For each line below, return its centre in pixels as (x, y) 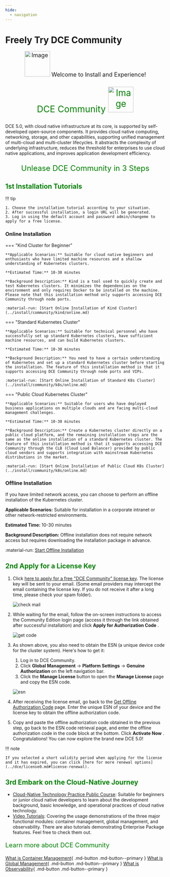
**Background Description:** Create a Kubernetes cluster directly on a (84, 430)
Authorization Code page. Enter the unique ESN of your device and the (87, 707)
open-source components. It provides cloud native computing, (94, 132)
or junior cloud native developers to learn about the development (80, 800)
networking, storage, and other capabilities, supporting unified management (85, 137)
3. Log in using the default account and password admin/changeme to (80, 217)
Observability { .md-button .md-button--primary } (57, 869)
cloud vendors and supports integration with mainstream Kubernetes (79, 453)
